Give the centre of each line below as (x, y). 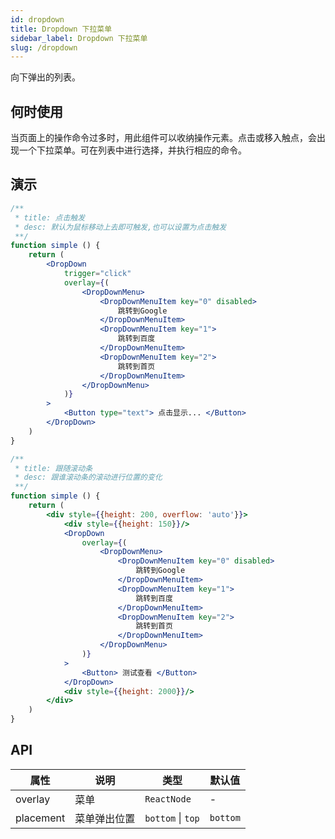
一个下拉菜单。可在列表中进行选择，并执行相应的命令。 (132, 150)
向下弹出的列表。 (45, 77)
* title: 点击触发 (50, 217)
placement (40, 818)
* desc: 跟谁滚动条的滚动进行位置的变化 (88, 477)
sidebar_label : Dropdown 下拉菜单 (79, 38)
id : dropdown (37, 19)
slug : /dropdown (44, 47)
